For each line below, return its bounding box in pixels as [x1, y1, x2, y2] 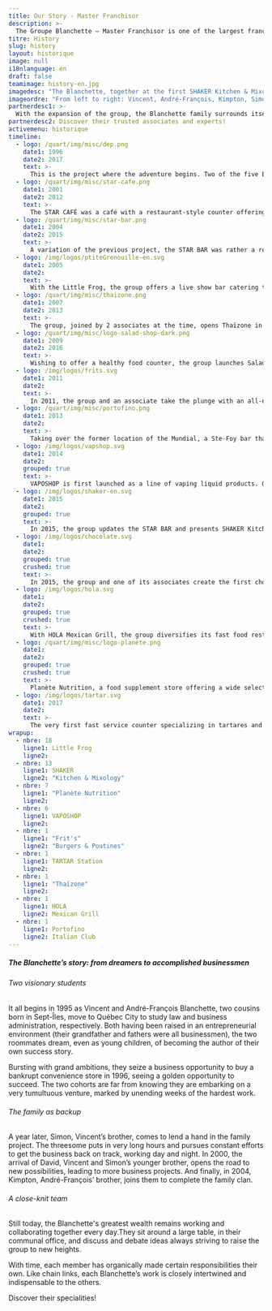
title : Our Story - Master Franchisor [8, 11, 139, 20]
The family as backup [8, 1106, 82, 1116]
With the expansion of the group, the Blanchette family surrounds [15, 110, 249, 119]
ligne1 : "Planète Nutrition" [23, 789, 121, 797]
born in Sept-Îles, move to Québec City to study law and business [8, 1011, 227, 1021]
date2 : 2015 [23, 231, 63, 239]
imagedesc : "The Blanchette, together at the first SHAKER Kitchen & [8, 87, 249, 96]
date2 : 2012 [23, 192, 63, 201]
